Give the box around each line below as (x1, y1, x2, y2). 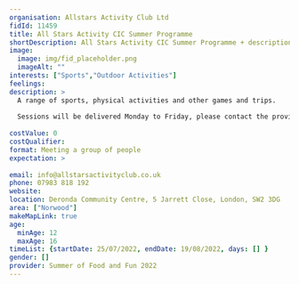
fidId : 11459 (9, 21, 58, 30)
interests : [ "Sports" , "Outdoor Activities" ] (9, 71, 177, 80)
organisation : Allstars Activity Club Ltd (9, 12, 169, 22)
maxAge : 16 (17, 237, 58, 246)
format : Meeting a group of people (9, 145, 141, 154)
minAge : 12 (17, 228, 58, 237)
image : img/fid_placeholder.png (17, 54, 138, 63)
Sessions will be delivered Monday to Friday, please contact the (17, 112, 269, 121)
